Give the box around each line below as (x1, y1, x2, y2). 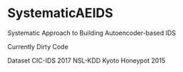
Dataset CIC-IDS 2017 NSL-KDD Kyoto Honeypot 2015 (7, 56, 166, 65)
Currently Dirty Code (7, 42, 69, 51)
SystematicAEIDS (7, 5, 114, 21)
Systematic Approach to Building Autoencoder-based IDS (7, 29, 177, 37)
